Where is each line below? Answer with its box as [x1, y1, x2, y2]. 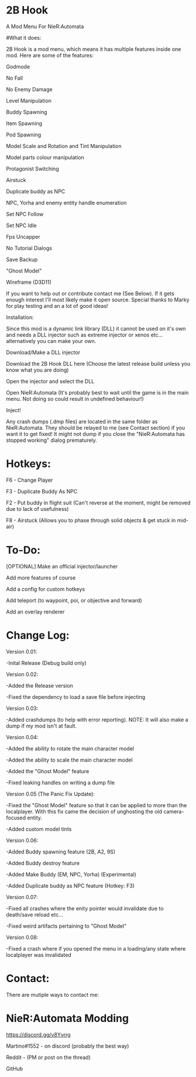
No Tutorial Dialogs [6, 244, 53, 252]
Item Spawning [6, 119, 43, 126]
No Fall [6, 74, 23, 81]
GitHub [6, 1065, 23, 1072]
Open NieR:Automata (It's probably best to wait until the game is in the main [6, 389, 189, 396]
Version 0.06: [6, 836, 39, 843]
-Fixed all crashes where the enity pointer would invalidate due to [6, 905, 164, 912]
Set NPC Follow [6, 210, 44, 217]
